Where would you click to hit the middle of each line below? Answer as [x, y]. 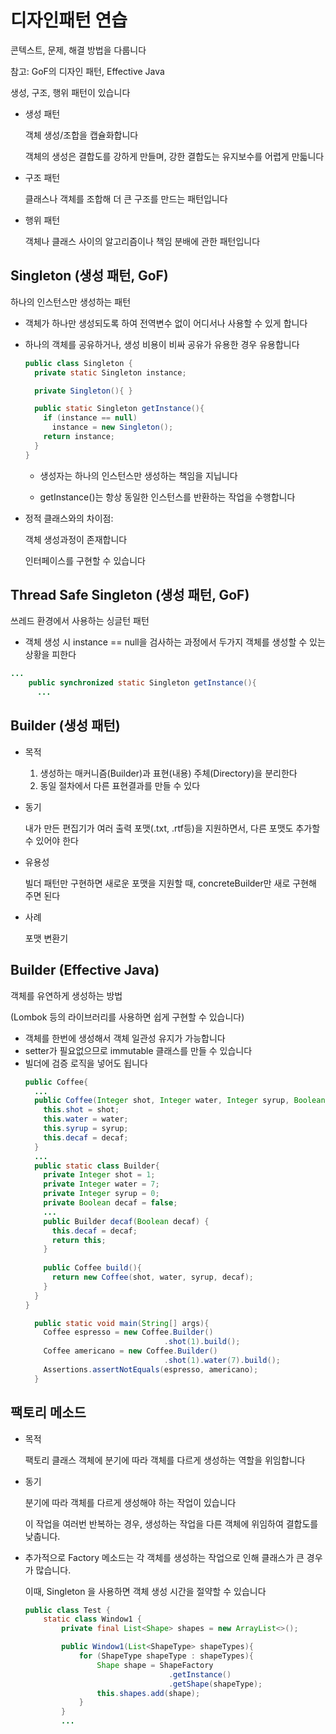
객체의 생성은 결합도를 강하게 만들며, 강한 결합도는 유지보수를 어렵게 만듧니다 [174, 156]
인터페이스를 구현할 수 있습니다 [85, 560]
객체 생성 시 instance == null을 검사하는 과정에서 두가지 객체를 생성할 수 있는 [175, 642]
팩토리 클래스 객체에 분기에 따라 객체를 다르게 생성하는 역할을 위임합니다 [165, 1460]
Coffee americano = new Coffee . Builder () [130, 1351]
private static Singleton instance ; [110, 372]
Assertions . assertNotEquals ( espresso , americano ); [151, 1369]
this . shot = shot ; [81, 1110]
